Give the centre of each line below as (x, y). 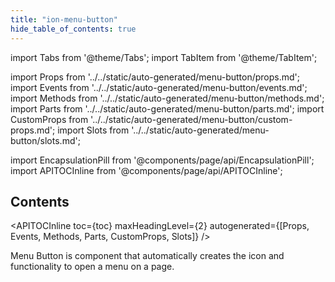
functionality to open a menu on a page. (92, 267)
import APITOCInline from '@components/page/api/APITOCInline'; (146, 170)
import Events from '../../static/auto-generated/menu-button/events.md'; (159, 87)
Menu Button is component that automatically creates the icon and (147, 256)
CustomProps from (49, 119)
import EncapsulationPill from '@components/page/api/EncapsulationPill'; (162, 160)
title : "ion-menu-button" (64, 19)
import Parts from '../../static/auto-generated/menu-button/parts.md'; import (167, 108)
